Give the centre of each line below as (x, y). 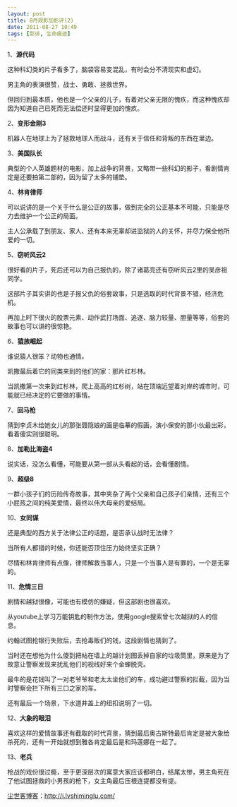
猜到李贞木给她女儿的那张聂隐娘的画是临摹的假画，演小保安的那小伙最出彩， (119, 425)
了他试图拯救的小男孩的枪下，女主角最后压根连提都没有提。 (94, 781)
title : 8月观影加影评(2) (41, 20)
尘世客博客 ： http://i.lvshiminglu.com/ (61, 796)
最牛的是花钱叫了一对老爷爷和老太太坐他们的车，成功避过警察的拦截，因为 (115, 679)
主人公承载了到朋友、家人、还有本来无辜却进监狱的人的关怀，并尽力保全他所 (119, 231)
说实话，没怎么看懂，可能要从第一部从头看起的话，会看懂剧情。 (100, 464)
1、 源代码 (21, 54)
